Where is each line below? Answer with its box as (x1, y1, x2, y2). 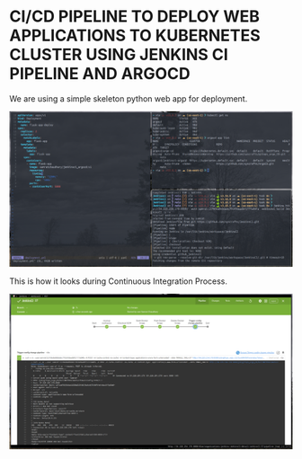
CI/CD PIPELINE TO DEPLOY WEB (9, 6, 261, 27)
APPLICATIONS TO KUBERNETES (9, 25, 261, 46)
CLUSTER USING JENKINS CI (9, 45, 229, 65)
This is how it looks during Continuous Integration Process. (9, 276, 227, 287)
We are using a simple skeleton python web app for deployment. (9, 93, 248, 104)
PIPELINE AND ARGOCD (9, 64, 191, 84)
